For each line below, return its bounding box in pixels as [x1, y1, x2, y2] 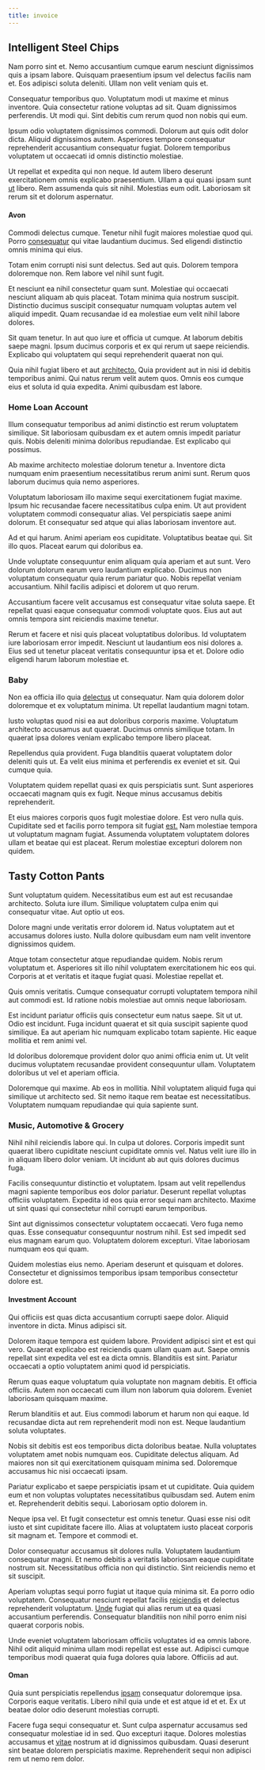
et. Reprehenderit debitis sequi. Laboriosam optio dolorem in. [8, 1498, 208, 1508]
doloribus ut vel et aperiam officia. [8, 1068, 120, 1078]
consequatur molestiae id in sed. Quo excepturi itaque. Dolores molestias [8, 1728, 247, 1738]
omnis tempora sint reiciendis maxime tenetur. [8, 614, 159, 623]
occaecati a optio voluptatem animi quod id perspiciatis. [8, 1361, 191, 1371]
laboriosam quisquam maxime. [8, 1393, 108, 1403]
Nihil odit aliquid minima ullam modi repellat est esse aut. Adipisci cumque [8, 1644, 250, 1654]
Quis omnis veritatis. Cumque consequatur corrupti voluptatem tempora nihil [8, 987, 258, 996]
